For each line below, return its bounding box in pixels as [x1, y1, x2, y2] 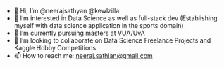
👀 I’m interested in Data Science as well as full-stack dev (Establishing [13, 14, 218, 22]
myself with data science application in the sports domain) [13, 22, 185, 29]
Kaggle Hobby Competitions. [13, 44, 98, 52]
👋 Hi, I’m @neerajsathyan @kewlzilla [13, 7, 120, 15]
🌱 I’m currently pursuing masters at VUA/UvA [13, 29, 146, 37]
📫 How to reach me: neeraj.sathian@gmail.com [13, 52, 153, 59]
